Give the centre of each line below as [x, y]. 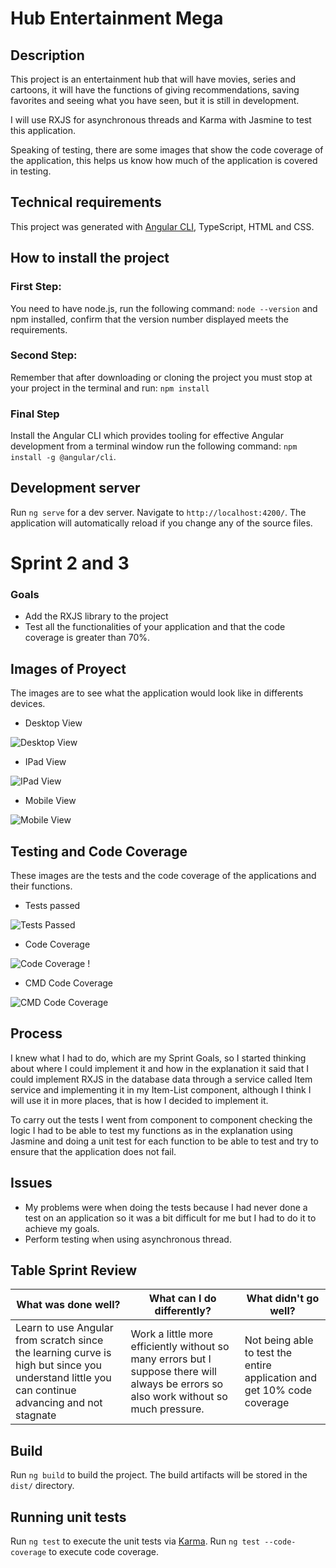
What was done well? [68, 1305]
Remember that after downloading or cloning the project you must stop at [161, 377]
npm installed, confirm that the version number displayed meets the [149, 319]
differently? [183, 1311]
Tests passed [52, 906]
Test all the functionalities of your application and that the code [155, 627]
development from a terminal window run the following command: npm [154, 446]
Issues [31, 1183]
